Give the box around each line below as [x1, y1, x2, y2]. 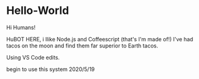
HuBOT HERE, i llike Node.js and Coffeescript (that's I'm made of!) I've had [6, 35, 194, 43]
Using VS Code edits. [6, 53, 60, 61]
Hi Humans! [6, 24, 36, 31]
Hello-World [6, 4, 69, 18]
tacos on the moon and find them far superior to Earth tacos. [6, 42, 158, 49]
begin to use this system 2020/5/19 [6, 65, 96, 73]
